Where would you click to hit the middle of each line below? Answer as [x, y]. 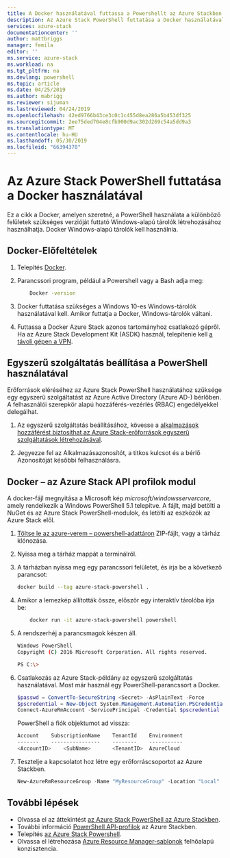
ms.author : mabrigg [35, 97]
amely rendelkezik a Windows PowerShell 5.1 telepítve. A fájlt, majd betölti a [114, 506]
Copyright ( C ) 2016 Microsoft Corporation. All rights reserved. [112, 652]
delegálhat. [23, 412]
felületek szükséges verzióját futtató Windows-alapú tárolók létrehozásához [114, 222]
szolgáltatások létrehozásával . [60, 440]
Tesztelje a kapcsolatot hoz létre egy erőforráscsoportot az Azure [110, 761]
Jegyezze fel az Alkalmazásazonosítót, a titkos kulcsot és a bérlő [108, 453]
